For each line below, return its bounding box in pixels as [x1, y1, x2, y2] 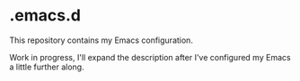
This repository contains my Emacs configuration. [9, 35, 193, 45]
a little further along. [9, 61, 84, 72]
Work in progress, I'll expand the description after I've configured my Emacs [9, 52, 291, 62]
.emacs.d [9, 5, 81, 26]
